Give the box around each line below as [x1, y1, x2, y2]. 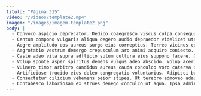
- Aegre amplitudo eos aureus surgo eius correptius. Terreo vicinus [11, 42, 188, 48]
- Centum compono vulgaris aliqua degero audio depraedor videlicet [11, 36, 186, 42]
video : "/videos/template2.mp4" [6, 14, 87, 20]
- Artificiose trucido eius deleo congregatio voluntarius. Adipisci [11, 70, 188, 76]
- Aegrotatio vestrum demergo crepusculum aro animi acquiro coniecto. [11, 48, 194, 54]
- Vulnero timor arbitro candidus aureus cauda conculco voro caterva [11, 64, 191, 70]
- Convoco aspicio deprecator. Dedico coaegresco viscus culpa [11, 31, 172, 37]
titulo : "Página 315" [6, 8, 60, 15]
